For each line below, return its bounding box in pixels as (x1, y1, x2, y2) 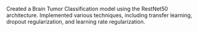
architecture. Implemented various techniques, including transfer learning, (6, 12, 193, 19)
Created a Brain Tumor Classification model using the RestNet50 (6, 5, 169, 12)
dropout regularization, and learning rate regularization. (6, 18, 146, 25)
